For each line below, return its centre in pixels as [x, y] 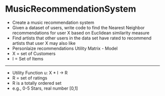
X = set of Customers [34, 53]
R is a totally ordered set [37, 83]
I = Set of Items [28, 58]
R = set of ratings [30, 78]
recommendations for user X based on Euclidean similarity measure [81, 33]
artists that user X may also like [44, 43]
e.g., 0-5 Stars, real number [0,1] [45, 88]
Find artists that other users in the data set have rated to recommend [82, 38]
